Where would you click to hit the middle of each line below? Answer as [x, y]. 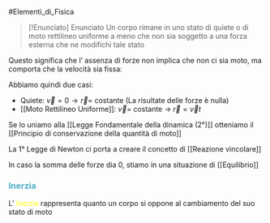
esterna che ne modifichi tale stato [86, 45]
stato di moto [30, 212]
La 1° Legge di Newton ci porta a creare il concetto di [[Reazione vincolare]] [135, 149]
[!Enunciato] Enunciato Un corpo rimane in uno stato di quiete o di [138, 27]
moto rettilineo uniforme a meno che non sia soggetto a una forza [137, 36]
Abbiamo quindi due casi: [51, 85]
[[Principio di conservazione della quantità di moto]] [95, 133]
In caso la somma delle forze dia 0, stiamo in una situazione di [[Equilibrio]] [134, 165]
